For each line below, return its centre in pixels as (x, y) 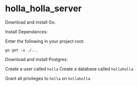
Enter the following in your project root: (45, 41)
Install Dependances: (27, 31)
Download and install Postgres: (36, 59)
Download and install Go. (31, 22)
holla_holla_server (44, 9)
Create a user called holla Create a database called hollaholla (69, 69)
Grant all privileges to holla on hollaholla (48, 78)
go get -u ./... (22, 50)
